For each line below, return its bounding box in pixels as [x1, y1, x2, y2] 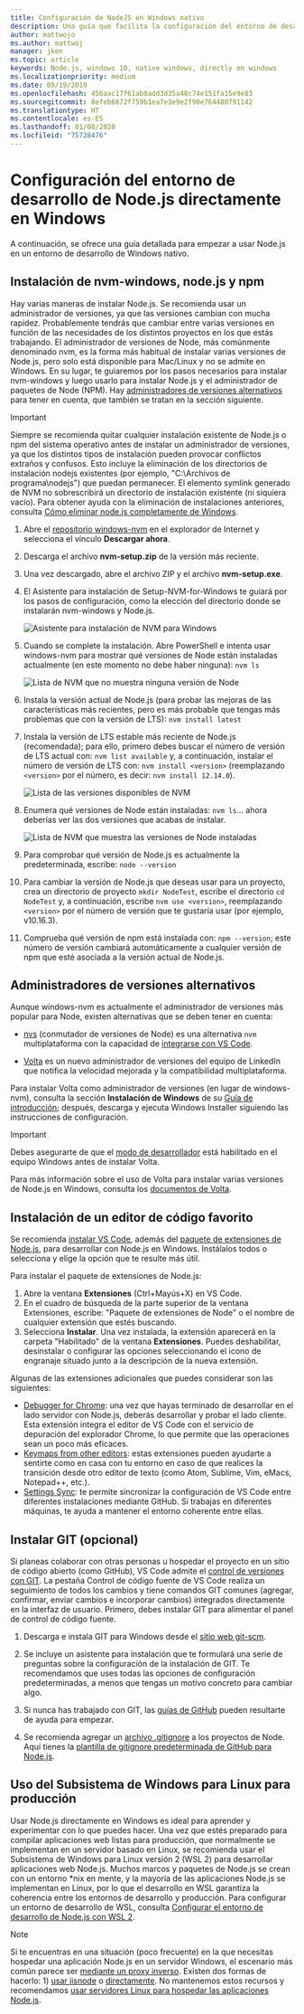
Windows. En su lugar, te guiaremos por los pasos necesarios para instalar [10, 365, 288, 376]
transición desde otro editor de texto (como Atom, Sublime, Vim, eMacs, [23, 1467, 292, 1479]
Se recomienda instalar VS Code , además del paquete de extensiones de [10, 1234, 282, 1244]
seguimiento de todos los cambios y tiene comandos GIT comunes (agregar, [10, 1584, 294, 1596]
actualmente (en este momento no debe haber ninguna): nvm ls [23, 659, 260, 670]
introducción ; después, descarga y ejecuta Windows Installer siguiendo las [10, 1102, 290, 1113]
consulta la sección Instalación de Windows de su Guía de [33, 1092, 253, 1103]
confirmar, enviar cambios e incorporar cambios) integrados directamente [10, 1594, 285, 1605]
